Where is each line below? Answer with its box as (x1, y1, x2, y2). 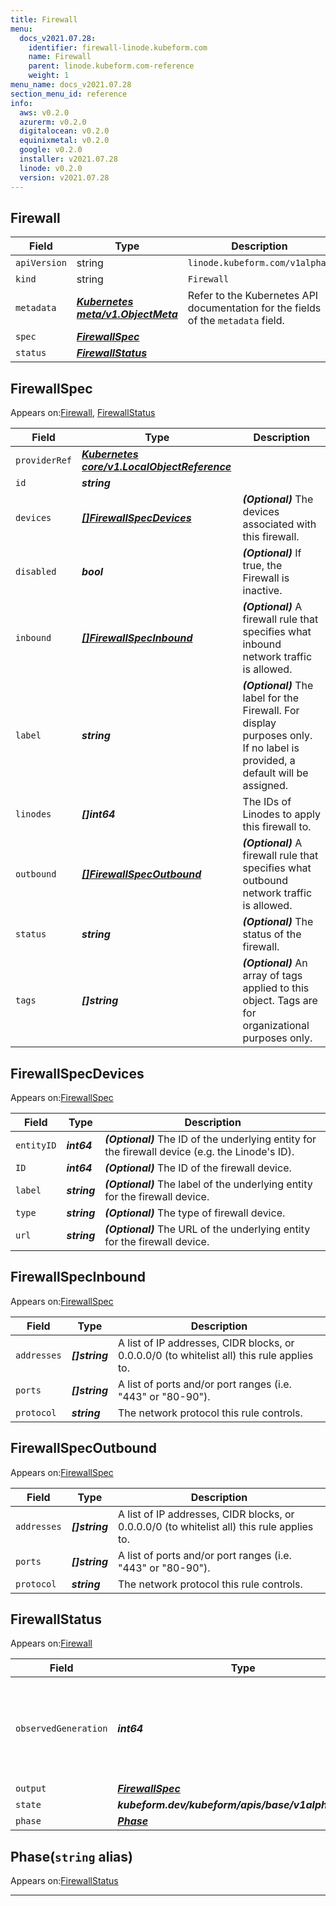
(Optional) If (242, 546, 302, 560)
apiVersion (15, 257, 67, 269)
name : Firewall (28, 52, 92, 62)
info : (10, 98, 33, 108)
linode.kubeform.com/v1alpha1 (187, 257, 332, 269)
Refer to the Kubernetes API (187, 289, 319, 303)
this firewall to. (242, 820, 312, 834)
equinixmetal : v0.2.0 (19, 136, 110, 146)
